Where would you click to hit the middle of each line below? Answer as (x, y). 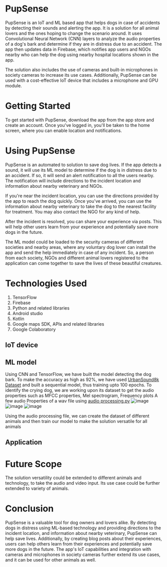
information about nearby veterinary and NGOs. (54, 186)
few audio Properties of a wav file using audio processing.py (67, 401)
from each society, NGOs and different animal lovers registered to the (77, 258)
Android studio (28, 313)
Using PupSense (40, 151)
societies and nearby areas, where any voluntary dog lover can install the (80, 247)
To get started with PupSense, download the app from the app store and (79, 120)
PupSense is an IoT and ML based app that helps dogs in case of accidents (82, 23)
